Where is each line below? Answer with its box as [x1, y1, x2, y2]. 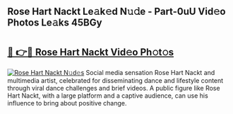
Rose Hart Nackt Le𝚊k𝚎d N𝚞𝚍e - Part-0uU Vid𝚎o [7, 6, 226, 18]
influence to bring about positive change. [7, 99, 127, 107]
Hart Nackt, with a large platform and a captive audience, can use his [7, 91, 208, 100]
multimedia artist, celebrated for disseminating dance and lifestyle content [7, 76, 224, 84]
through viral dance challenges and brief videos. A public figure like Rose [7, 84, 220, 92]
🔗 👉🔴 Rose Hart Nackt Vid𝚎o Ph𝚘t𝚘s [7, 46, 174, 58]
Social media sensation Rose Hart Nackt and [85, 69, 215, 76]
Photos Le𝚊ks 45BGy [7, 17, 102, 29]
